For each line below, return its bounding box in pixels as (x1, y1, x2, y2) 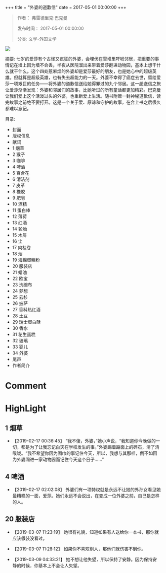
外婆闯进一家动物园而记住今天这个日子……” (16, 456, 104, 463)
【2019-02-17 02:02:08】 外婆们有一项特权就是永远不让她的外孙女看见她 (12, 487, 161, 493)
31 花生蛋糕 (12, 332, 36, 337)
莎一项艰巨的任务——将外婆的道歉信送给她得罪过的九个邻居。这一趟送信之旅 (5, 81, 161, 86)
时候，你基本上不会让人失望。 (21, 563, 82, 569)
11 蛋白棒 (12, 208, 31, 213)
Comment (5, 380, 47, 391)
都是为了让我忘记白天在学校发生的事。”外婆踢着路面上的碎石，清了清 (21, 444, 160, 450)
